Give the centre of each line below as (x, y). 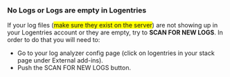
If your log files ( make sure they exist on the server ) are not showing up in (113, 25)
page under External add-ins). (60, 60)
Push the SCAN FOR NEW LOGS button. (74, 68)
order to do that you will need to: (54, 40)
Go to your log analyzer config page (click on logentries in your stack (116, 53)
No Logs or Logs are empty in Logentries (77, 10)
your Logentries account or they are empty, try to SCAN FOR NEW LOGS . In (115, 32)
